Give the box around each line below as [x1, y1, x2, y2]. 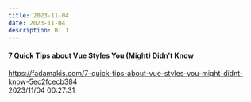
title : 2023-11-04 [8, 11, 69, 20]
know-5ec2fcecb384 [8, 77, 78, 86]
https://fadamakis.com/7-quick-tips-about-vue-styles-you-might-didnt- [8, 68, 244, 77]
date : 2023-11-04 [8, 19, 66, 27]
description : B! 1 [8, 26, 69, 34]
